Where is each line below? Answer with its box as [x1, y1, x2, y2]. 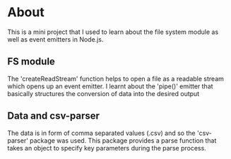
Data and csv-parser [7, 110, 100, 122]
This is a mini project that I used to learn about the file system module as [7, 28, 219, 36]
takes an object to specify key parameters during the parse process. [7, 143, 206, 152]
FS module [7, 56, 55, 68]
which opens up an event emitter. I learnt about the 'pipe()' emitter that [7, 82, 213, 90]
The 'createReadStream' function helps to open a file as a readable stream [7, 74, 225, 83]
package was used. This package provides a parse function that [29, 136, 217, 145]
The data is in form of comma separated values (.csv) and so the [7, 129, 196, 137]
